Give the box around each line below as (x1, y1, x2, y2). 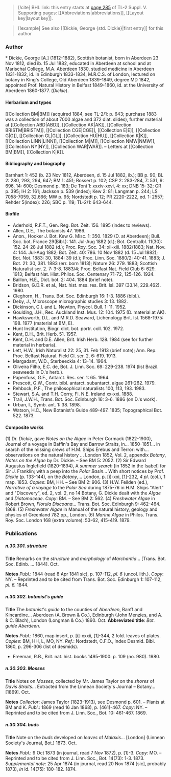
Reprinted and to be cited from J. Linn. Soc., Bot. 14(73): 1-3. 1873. (5, 755, 144, 761)
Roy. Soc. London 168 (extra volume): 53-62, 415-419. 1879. (5, 517, 131, 524)
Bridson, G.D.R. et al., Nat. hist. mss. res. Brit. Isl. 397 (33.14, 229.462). (12, 282, 161, 288)
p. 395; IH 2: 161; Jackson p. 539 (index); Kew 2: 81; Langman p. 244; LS (5, 188, 158, 194)
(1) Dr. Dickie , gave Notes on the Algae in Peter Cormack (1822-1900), (5, 436, 152, 442)
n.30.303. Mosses (5, 665, 45, 671)
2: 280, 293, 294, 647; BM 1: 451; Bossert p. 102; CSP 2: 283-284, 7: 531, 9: (5, 177, 164, 183)
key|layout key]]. (17, 15, 53, 21)
